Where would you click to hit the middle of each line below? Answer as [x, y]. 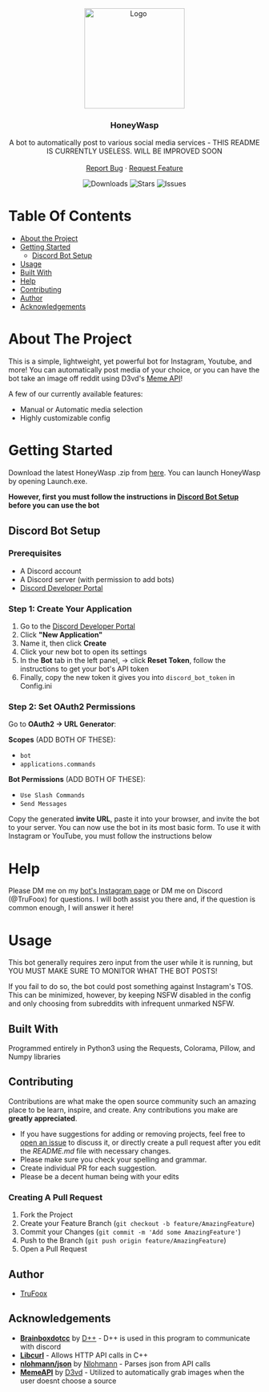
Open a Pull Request [54, 1249]
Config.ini [36, 686]
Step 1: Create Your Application [70, 608]
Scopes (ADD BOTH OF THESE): [62, 740]
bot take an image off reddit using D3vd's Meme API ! [96, 379]
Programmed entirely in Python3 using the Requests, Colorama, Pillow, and [132, 1048]
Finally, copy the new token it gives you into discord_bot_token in [127, 678]
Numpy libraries [35, 1057]
